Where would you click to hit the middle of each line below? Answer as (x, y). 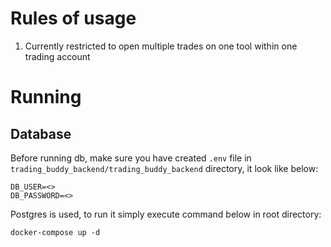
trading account (57, 56)
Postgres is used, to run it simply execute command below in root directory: (166, 214)
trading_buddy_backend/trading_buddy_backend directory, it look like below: (164, 168)
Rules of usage (73, 18)
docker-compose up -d (55, 232)
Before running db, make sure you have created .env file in (131, 158)
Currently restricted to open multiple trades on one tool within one (161, 46)
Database (41, 133)
